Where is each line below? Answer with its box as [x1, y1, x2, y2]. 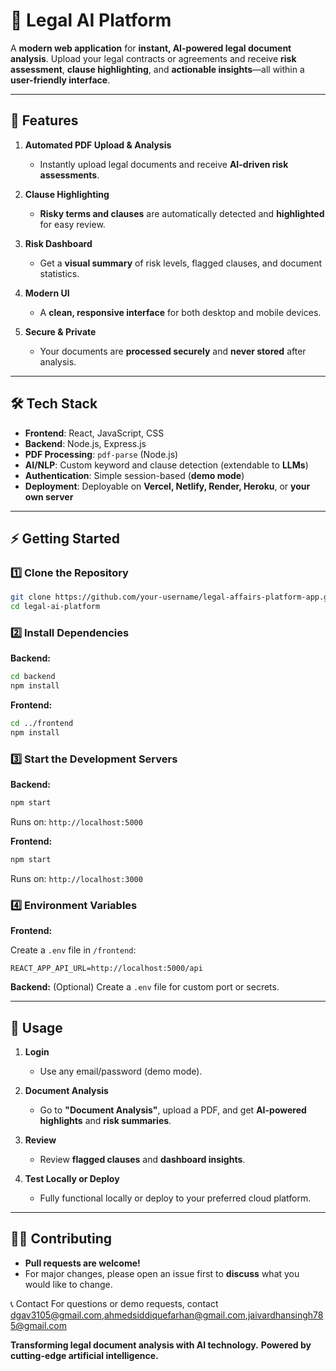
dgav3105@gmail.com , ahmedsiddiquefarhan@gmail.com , [10, 1309, 248, 1321]
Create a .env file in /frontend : [10, 944, 137, 956]
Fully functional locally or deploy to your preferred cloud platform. [39, 1192, 312, 1204]
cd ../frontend [10, 719, 74, 729]
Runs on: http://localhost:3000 [10, 872, 143, 884]
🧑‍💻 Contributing [10, 1230, 113, 1248]
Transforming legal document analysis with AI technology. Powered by [10, 1339, 312, 1351]
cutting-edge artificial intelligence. [10, 1349, 159, 1361]
